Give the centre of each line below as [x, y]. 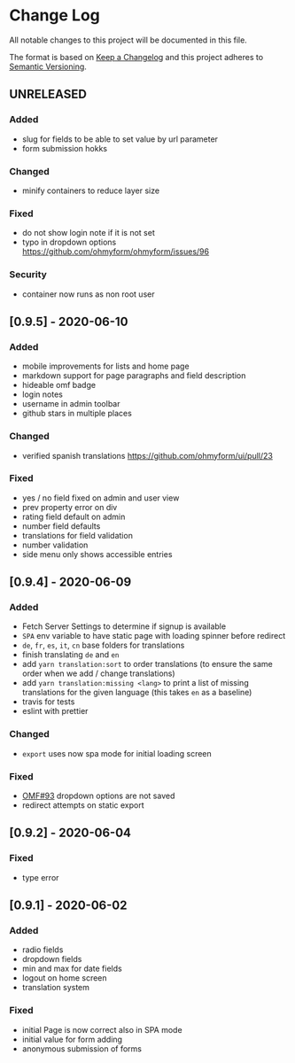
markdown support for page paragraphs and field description [134, 376]
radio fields [43, 950]
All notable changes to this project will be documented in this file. [128, 40]
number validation [55, 545]
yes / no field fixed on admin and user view [101, 498]
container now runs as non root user [88, 294]
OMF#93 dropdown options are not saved [98, 796]
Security [28, 275]
